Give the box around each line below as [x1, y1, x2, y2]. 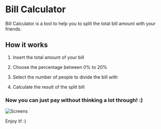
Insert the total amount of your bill [12, 54, 84, 60]
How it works [5, 41, 48, 49]
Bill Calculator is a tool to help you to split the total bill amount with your [5, 20, 156, 27]
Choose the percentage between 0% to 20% [12, 64, 107, 70]
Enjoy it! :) [5, 118, 27, 124]
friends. [5, 25, 22, 32]
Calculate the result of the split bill [12, 84, 85, 90]
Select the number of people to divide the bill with [12, 74, 118, 80]
